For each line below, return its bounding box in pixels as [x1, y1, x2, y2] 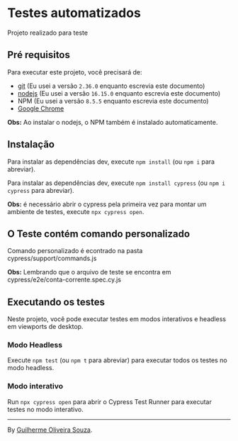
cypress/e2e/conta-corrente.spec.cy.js [7, 275, 122, 284]
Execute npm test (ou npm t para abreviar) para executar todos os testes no [7, 356, 228, 364]
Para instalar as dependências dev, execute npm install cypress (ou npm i [7, 179, 225, 187]
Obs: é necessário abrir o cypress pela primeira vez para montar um [7, 200, 207, 208]
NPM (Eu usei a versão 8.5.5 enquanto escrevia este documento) [17, 96, 209, 105]
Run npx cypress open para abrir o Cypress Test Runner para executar [7, 397, 212, 406]
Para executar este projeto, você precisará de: [7, 67, 143, 76]
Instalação [7, 138, 55, 150]
